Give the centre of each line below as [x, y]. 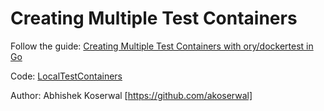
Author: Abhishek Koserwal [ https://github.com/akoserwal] [131, 95]
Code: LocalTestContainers [66, 76]
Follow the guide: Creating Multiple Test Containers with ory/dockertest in [162, 46]
